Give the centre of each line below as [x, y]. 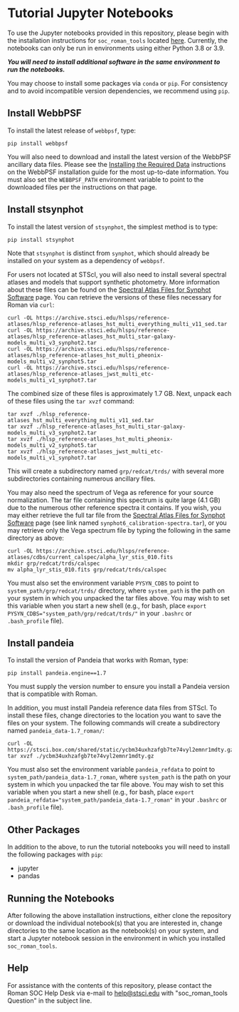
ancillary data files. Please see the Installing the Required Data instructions [117, 164]
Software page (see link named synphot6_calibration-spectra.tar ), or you [117, 523]
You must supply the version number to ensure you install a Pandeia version [118, 687]
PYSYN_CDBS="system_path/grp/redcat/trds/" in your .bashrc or [100, 613]
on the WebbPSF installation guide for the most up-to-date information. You [118, 172]
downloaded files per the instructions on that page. [83, 187]
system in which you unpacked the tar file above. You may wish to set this [116, 784]
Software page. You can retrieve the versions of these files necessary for [115, 297]
